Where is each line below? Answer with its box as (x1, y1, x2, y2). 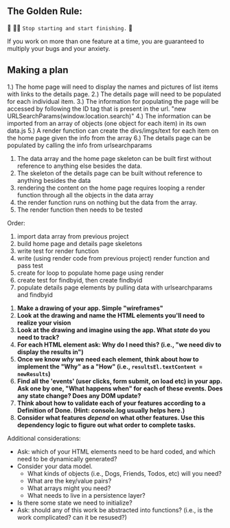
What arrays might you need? (27, 484, 111, 492)
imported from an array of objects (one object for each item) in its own (7, 119, 207, 127)
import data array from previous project (16, 232, 129, 240)
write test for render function (16, 247, 100, 255)
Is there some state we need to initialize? (16, 498, 133, 507)
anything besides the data (16, 176, 91, 184)
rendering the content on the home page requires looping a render (16, 184, 205, 192)
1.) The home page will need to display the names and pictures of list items (7, 82, 218, 91)
